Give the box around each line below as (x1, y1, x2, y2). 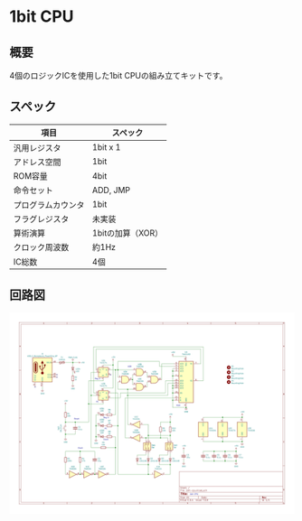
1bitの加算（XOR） (91, 228, 164, 238)
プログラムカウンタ (13, 199, 85, 209)
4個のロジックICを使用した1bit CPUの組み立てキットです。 (9, 70, 228, 80)
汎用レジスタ (13, 142, 61, 153)
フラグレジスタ (13, 213, 70, 224)
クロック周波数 (13, 242, 70, 253)
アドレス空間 (13, 156, 61, 167)
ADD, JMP (91, 184, 131, 195)
